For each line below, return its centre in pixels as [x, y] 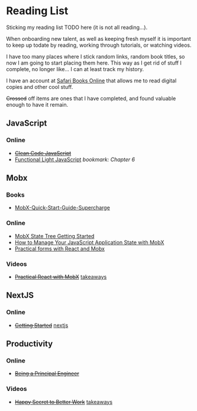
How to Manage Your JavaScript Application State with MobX [89, 242]
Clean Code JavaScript [43, 153]
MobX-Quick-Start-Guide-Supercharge [62, 208]
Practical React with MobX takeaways [61, 277]
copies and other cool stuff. [40, 86]
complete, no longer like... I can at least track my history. [75, 69]
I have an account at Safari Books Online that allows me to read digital [91, 81]
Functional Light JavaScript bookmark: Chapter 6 [75, 159]
